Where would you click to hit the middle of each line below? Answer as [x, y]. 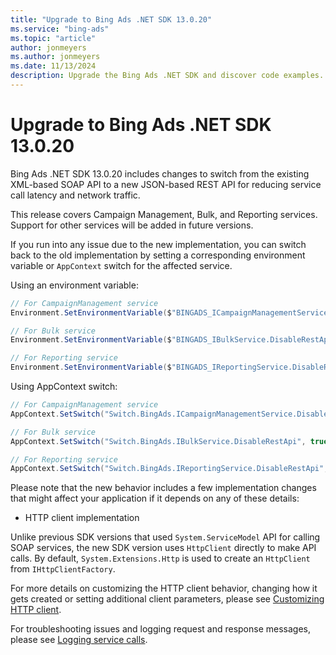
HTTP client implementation [82, 518]
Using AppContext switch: [64, 387]
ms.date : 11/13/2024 [53, 66]
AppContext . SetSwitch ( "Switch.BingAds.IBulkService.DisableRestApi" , [158, 441]
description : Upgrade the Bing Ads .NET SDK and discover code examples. [167, 76]
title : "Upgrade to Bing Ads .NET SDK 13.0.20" [111, 19]
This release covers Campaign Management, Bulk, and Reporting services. [164, 214]
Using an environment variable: [74, 285]
